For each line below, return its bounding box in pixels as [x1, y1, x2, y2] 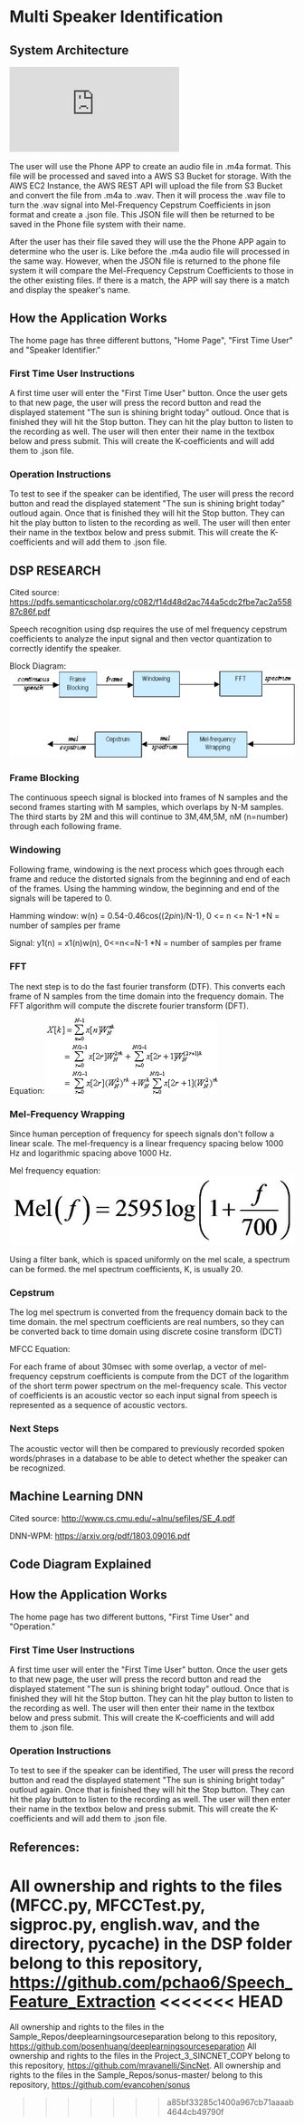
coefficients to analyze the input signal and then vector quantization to [9, 633, 272, 644]
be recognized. [9, 1462, 66, 1473]
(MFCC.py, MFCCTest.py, [9, 1895, 205, 1916]
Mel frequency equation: [9, 1164, 101, 1175]
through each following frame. [9, 821, 122, 832]
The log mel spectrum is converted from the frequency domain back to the [9, 1307, 288, 1318]
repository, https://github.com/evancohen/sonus [9, 2079, 191, 2090]
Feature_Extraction [9, 1991, 157, 2012]
